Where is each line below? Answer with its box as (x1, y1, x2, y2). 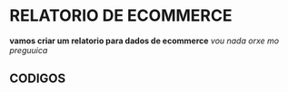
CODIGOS (9, 71, 66, 87)
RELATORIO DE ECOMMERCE (9, 5, 233, 26)
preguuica (9, 44, 48, 55)
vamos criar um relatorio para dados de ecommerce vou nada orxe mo (9, 35, 280, 46)
